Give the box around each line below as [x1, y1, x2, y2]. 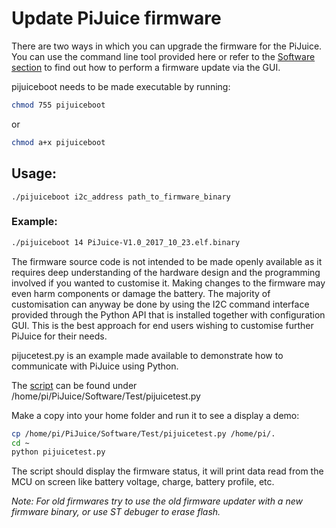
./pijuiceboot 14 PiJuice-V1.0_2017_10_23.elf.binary [11, 237, 241, 247]
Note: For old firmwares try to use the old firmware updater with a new [11, 495, 303, 507]
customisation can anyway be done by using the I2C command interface [11, 298, 310, 310]
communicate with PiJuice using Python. [11, 360, 179, 372]
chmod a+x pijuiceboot [11, 137, 106, 147]
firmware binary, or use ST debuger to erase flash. [11, 506, 221, 518]
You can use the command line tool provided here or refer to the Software [11, 50, 316, 62]
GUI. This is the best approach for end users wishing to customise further [11, 319, 314, 331]
